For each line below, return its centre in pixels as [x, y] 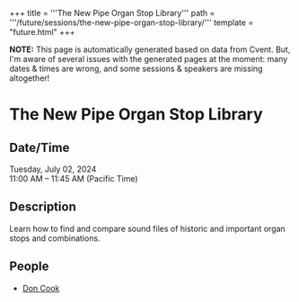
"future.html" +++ [42, 32]
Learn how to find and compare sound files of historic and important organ [147, 228]
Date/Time [40, 147]
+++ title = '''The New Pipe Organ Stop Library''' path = [112, 13]
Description [43, 207]
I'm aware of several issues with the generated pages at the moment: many [149, 59]
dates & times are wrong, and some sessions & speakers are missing [136, 68]
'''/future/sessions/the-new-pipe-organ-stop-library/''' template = [132, 22]
